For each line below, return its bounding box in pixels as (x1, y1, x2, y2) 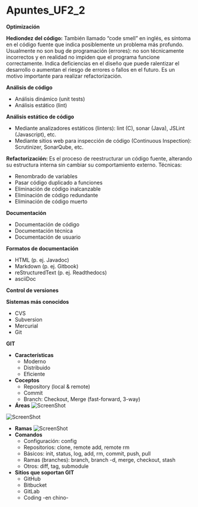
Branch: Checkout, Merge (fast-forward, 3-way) (23, 395, 141, 403)
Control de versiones (6, 287, 59, 294)
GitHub (23, 475, 41, 482)
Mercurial (14, 322, 38, 329)
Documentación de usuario (14, 233, 81, 240)
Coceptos (14, 377, 40, 384)
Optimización (6, 23, 40, 30)
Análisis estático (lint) (14, 101, 67, 108)
